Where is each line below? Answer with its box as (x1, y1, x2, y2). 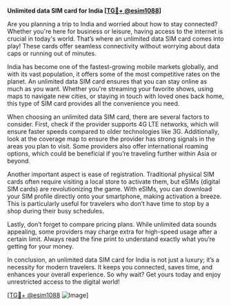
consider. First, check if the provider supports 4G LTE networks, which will (7, 120, 219, 128)
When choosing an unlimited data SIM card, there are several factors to (7, 113, 210, 121)
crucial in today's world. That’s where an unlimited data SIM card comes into (7, 35, 224, 43)
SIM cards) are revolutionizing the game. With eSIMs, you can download (7, 185, 212, 193)
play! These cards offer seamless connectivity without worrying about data (7, 42, 221, 50)
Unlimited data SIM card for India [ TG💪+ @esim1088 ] (7, 7, 162, 15)
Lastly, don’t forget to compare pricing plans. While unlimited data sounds (7, 220, 217, 228)
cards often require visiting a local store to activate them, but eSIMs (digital (7, 178, 221, 186)
